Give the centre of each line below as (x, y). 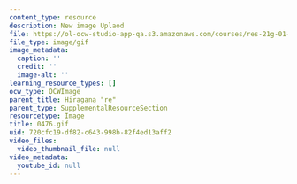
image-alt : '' (43, 75)
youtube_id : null (49, 165)
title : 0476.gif (39, 125)
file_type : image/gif (49, 42)
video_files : (33, 141)
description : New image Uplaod (67, 26)
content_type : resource (53, 17)
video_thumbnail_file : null (69, 149)
